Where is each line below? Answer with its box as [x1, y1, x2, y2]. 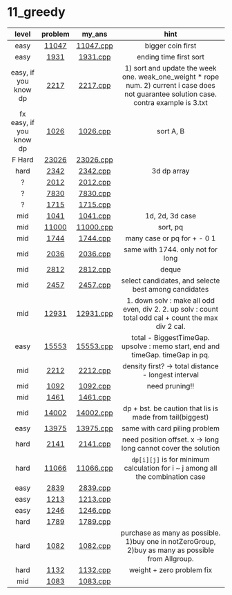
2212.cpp [78, 366, 111, 375]
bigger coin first [144, 41, 197, 50]
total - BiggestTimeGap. [131, 332, 210, 342]
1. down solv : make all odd [126, 295, 215, 305]
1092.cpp [78, 381, 111, 390]
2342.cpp [78, 166, 111, 176]
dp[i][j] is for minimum [131, 454, 210, 464]
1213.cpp [78, 494, 111, 504]
